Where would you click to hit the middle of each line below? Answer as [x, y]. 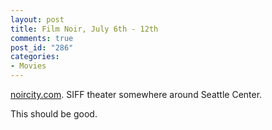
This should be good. [54, 114]
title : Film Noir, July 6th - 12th [84, 29]
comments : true [42, 38]
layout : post [37, 19]
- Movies [28, 66]
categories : [35, 57]
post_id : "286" [42, 47]
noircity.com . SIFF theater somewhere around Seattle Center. [136, 94]
